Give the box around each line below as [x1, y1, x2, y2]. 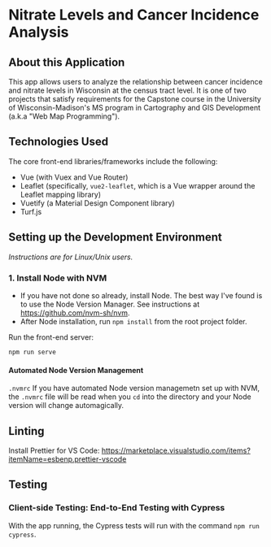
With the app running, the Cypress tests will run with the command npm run [8, 520, 260, 530]
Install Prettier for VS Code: [8, 445, 100, 455]
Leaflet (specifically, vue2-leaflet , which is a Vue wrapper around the [20, 180, 256, 190]
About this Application [8, 55, 125, 69]
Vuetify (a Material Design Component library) [20, 198, 175, 208]
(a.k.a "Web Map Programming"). [8, 111, 120, 121]
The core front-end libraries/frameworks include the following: [8, 156, 218, 166]
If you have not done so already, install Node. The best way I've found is [20, 290, 263, 300]
